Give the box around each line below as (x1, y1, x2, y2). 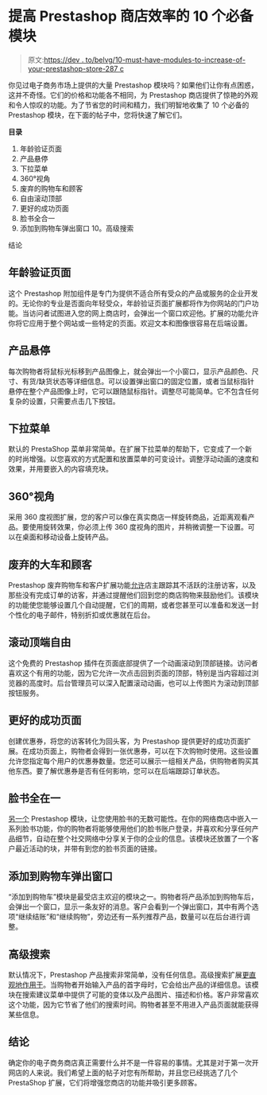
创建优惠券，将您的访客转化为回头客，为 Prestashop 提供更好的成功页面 (8, 736, 245, 746)
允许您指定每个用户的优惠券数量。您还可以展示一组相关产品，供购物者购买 (8, 756, 252, 766)
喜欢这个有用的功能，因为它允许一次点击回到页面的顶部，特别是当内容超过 (8, 668, 252, 678)
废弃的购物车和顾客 (19, 184, 83, 193)
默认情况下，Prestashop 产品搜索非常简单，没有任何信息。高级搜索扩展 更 (8, 970, 250, 980)
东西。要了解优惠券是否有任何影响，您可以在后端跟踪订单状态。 (14, 766, 224, 775)
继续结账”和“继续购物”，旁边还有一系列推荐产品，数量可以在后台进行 (18, 912, 244, 922)
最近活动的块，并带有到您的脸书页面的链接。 (14, 844, 161, 853)
